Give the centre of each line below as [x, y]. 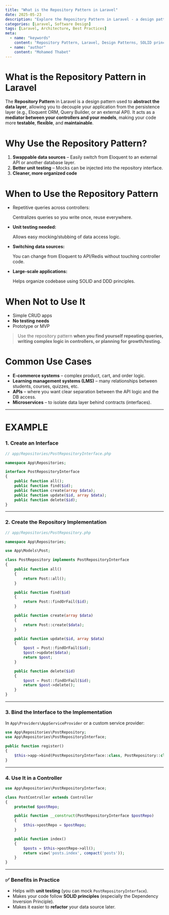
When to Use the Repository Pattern [82, 194]
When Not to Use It [45, 301]
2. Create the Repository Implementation [56, 522]
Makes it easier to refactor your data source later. [64, 907]
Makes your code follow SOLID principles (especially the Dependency [85, 896]
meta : [11, 33]
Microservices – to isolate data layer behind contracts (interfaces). [82, 402]
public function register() [35, 746]
